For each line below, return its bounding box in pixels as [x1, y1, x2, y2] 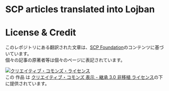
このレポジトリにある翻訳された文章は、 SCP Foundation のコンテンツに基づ [5, 44, 164, 50]
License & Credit [5, 27, 76, 39]
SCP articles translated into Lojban [5, 4, 155, 15]
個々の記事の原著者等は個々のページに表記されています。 [5, 57, 125, 63]
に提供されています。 [5, 80, 50, 87]
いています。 [5, 51, 32, 57]
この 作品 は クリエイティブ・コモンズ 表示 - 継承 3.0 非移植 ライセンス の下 [5, 74, 163, 80]
